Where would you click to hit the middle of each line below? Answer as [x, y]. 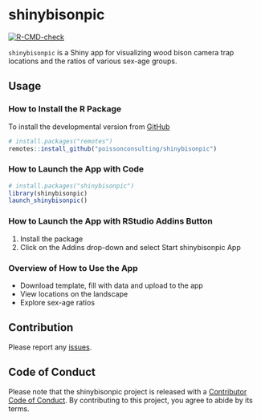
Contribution [41, 327]
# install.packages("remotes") [61, 141]
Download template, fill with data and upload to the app [111, 285]
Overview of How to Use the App [73, 268]
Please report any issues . [50, 347]
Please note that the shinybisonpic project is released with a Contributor [128, 391]
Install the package [51, 239]
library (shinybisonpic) [48, 193]
